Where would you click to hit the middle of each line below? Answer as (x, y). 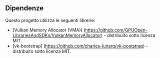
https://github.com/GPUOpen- (116, 30)
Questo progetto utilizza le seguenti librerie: (50, 20)
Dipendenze (24, 8)
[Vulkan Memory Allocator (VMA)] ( (49, 30)
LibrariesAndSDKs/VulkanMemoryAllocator (57, 35)
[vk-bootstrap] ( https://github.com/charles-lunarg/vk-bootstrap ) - (80, 46)
